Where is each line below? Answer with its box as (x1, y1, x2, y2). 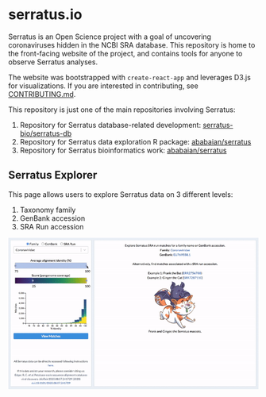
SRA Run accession (19, 222, 84, 231)
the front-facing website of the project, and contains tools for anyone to (8, 48, 243, 58)
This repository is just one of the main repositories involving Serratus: (8, 105, 236, 114)
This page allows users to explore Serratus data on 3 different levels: (8, 189, 233, 199)
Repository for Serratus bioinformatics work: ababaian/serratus (19, 145, 227, 155)
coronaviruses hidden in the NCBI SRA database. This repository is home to (8, 40, 256, 49)
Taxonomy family (19, 205, 76, 214)
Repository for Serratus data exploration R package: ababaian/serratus (19, 137, 252, 146)
